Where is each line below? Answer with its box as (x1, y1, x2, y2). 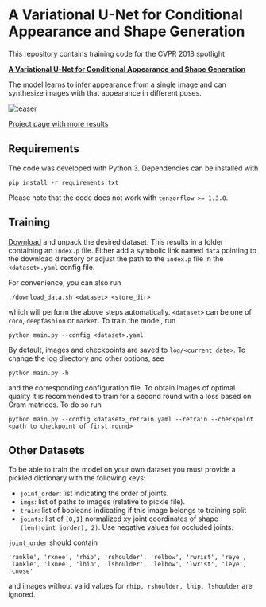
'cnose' (8, 567, 34, 575)
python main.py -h (8, 369, 69, 377)
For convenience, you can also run (8, 277, 121, 288)
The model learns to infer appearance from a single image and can (8, 80, 226, 89)
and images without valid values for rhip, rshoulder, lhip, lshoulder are (8, 582, 253, 591)
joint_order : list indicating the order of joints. (19, 488, 169, 499)
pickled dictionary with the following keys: (8, 473, 146, 483)
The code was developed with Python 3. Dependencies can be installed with (8, 163, 259, 173)
